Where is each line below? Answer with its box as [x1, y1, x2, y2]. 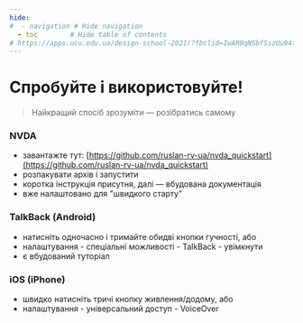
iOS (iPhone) [9, 272, 66, 285]
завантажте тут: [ [22, 150, 90, 161]
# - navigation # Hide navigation [9, 22, 143, 31]
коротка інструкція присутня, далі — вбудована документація [22, 179, 262, 189]
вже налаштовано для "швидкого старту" [22, 189, 183, 199]
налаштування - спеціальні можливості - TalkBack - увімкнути [22, 241, 263, 252]
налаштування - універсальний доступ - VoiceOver [22, 303, 219, 314]
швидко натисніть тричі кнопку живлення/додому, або [22, 294, 234, 305]
